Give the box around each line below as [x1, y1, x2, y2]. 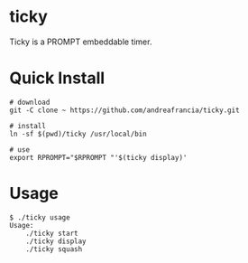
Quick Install [9, 68, 106, 89]
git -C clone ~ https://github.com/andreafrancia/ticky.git [9, 106, 241, 115]
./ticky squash [25, 244, 83, 254]
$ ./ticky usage [9, 212, 70, 222]
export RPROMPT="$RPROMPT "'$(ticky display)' [9, 153, 188, 162]
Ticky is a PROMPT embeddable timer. [9, 36, 152, 47]
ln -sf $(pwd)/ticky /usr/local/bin [9, 129, 147, 138]
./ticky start [25, 229, 78, 238]
